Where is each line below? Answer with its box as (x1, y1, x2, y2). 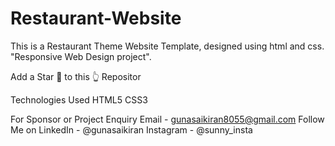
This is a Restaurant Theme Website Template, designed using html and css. (10, 40, 325, 52)
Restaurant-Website (10, 7, 182, 30)
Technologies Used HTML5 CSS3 (10, 93, 148, 106)
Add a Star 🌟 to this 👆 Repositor (10, 70, 142, 82)
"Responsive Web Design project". (10, 50, 152, 62)
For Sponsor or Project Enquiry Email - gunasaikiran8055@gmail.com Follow (10, 113, 325, 125)
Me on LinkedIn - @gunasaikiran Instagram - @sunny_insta (10, 123, 253, 136)
